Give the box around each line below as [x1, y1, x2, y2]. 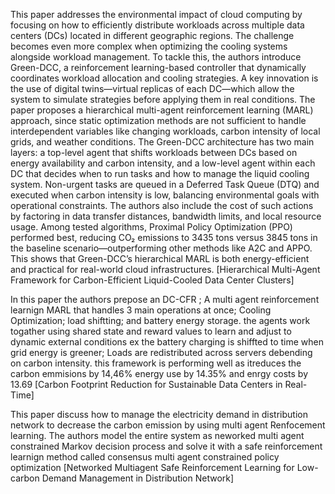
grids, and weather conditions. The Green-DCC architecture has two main [10, 136, 315, 148]
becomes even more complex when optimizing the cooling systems [10, 40, 288, 52]
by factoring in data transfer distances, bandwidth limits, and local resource [10, 210, 322, 222]
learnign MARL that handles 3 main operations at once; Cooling [10, 304, 272, 316]
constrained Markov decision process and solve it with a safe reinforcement [10, 440, 323, 452]
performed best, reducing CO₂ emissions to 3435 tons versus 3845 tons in [10, 232, 318, 243]
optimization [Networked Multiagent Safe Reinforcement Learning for [10, 462, 295, 473]
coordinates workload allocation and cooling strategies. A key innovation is [10, 72, 319, 84]
